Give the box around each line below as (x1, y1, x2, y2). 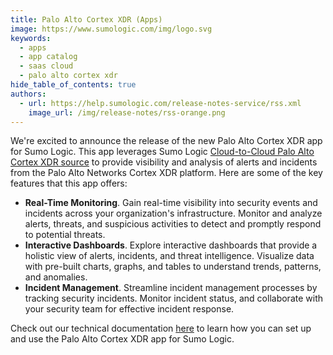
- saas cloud (19, 61, 74, 71)
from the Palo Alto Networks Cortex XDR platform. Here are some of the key (10, 167, 323, 179)
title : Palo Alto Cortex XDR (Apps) (10, 14, 163, 25)
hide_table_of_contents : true (10, 80, 137, 90)
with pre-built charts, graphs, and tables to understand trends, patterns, (24, 261, 322, 273)
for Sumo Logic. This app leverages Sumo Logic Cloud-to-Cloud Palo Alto (10, 146, 315, 158)
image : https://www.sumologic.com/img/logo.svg (10, 24, 213, 34)
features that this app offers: (10, 177, 128, 190)
